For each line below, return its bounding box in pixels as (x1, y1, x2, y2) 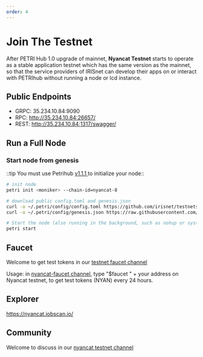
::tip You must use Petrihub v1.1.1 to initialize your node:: (6, 170, 144, 177)
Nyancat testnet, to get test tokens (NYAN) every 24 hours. (6, 277, 153, 284)
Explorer (6, 294, 39, 304)
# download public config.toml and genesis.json (6, 198, 131, 204)
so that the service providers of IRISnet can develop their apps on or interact (6, 68, 197, 75)
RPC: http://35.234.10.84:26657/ (14, 114, 96, 121)
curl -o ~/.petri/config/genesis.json (6, 209, 104, 215)
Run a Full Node (6, 138, 66, 148)
